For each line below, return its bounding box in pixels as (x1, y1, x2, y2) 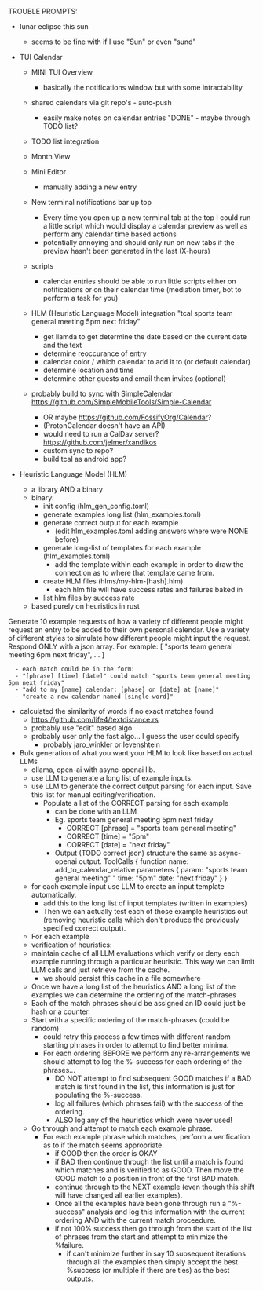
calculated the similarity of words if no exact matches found (19, 707, 214, 715)
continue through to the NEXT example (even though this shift (54, 1182, 255, 1191)
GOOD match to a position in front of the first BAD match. (54, 1174, 240, 1183)
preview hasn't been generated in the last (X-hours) (42, 247, 210, 255)
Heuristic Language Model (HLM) (19, 470, 128, 478)
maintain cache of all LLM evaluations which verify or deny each (31, 949, 239, 957)
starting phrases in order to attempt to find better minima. (42, 1040, 229, 1049)
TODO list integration (31, 137, 100, 146)
